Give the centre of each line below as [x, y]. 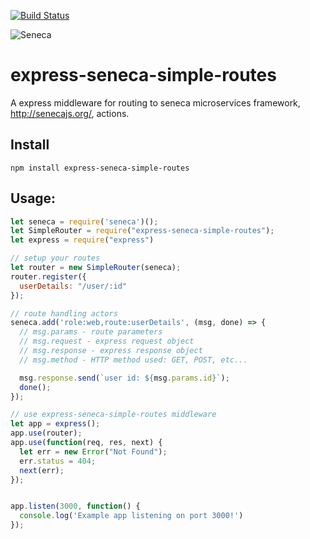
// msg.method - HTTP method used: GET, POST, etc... [133, 360]
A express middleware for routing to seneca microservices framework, [155, 102]
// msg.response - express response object [111, 351]
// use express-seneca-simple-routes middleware [113, 415]
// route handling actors [64, 313]
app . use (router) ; [46, 433]
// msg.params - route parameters [91, 332]
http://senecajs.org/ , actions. [70, 113]
